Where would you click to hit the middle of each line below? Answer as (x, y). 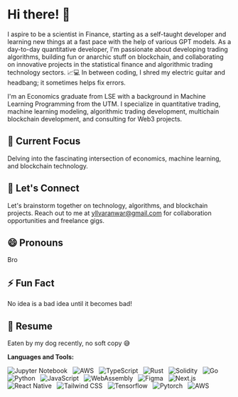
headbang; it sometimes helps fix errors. (67, 82)
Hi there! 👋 (39, 15)
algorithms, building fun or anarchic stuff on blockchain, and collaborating (115, 57)
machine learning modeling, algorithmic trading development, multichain (113, 111)
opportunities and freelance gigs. (56, 220)
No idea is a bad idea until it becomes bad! (70, 304)
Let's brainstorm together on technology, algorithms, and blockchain (108, 205)
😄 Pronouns (36, 243)
